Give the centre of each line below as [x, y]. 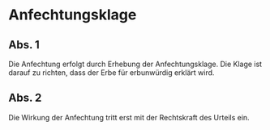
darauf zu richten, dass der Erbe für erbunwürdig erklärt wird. [111, 73]
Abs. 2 [25, 98]
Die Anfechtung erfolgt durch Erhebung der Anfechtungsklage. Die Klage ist [135, 64]
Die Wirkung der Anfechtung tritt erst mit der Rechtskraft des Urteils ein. [129, 117]
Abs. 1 [24, 45]
